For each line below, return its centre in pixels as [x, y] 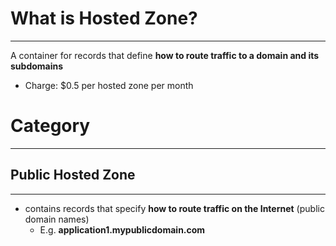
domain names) [57, 219]
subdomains [37, 66]
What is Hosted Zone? [104, 18]
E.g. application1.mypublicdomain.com [122, 229]
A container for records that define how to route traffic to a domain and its [165, 55]
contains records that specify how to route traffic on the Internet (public [174, 208]
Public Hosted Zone [73, 175]
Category [50, 126]
